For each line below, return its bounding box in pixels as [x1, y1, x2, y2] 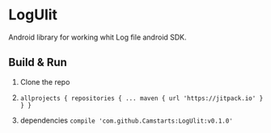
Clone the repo [19, 77, 70, 86]
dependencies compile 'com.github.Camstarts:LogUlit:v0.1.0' [19, 115, 233, 125]
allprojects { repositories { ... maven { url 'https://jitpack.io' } [19, 94, 264, 102]
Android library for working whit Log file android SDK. [8, 32, 188, 42]
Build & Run [8, 56, 67, 69]
